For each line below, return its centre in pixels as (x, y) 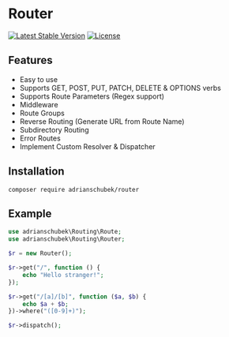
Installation (36, 172)
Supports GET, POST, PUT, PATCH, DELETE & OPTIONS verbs (120, 88)
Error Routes (40, 138)
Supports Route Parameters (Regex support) (92, 96)
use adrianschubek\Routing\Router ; (67, 239)
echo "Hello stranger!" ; (63, 275)
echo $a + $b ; (45, 304)
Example (30, 213)
